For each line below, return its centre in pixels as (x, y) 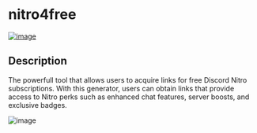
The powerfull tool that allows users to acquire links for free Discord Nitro (128, 79)
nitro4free (42, 15)
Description (38, 61)
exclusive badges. (38, 105)
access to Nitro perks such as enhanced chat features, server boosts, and (129, 97)
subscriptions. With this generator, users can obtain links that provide (121, 88)
